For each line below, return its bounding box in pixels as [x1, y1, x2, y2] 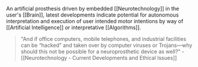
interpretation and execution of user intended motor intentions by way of [6, 18, 184, 24]
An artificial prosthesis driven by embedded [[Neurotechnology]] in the [6, 5, 180, 12]
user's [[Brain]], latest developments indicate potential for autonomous [6, 11, 179, 18]
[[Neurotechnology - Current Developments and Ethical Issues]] [20, 55, 177, 61]
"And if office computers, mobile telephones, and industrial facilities [20, 36, 187, 42]
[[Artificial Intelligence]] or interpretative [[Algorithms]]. [6, 24, 141, 31]
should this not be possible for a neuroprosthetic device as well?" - [20, 48, 185, 55]
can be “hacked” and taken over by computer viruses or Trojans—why [20, 42, 193, 49]
